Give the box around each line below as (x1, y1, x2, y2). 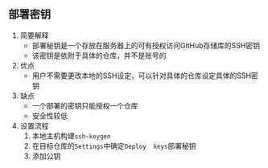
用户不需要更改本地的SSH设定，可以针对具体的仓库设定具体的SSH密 (31, 71, 259, 80)
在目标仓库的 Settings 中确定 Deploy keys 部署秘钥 (31, 141, 196, 150)
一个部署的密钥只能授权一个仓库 (31, 100, 138, 110)
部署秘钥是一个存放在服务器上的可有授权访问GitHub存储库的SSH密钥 (31, 40, 260, 50)
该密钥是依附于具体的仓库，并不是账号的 (31, 51, 167, 60)
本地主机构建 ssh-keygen (31, 131, 111, 141)
